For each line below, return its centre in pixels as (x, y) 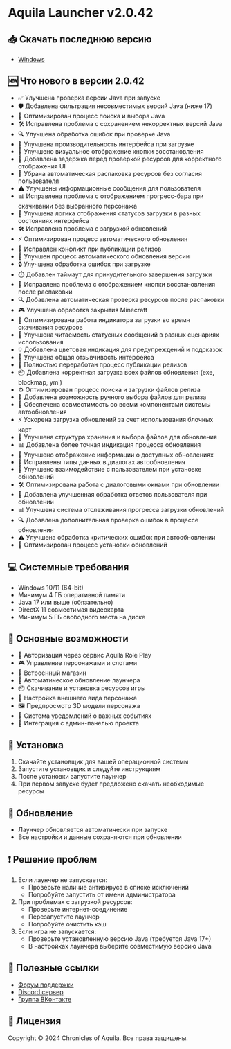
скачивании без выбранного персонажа (77, 206)
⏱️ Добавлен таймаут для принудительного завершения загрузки (115, 274)
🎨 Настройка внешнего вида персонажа (77, 698)
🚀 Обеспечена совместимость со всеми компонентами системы (114, 404)
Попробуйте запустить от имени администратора (102, 894)
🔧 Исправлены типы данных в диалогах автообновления (101, 461)
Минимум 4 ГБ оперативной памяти (72, 594)
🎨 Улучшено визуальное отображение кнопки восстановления (111, 151)
